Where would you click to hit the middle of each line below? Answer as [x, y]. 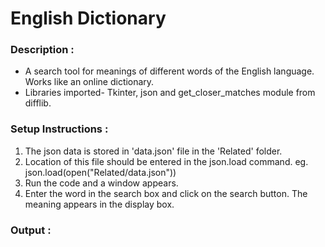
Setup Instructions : [59, 129]
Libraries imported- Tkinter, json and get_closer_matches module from [170, 93]
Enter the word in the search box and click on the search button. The [166, 193]
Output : [31, 230]
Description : [42, 50]
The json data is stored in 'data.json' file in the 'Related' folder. [153, 151]
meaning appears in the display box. [99, 204]
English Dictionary [88, 18]
